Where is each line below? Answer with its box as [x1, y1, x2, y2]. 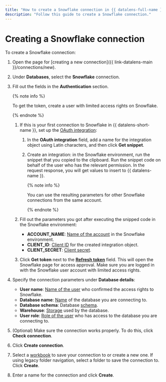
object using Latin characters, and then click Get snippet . [27, 142, 144, 148]
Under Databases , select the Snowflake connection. [12, 74, 120, 80]
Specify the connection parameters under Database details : [12, 277, 135, 283]
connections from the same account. [27, 197, 102, 203]
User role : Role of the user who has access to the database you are [19, 313, 157, 319]
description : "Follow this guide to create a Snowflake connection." [5, 12, 152, 17]
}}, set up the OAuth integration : [32, 127, 97, 133]
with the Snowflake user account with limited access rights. [19, 267, 141, 273]
